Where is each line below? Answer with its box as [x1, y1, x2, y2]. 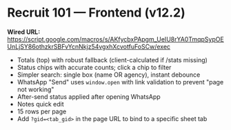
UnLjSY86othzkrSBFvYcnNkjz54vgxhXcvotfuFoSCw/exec [7, 42, 171, 50]
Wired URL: [7, 28, 41, 36]
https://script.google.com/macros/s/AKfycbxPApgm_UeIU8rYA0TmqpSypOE [7, 35, 224, 43]
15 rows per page [17, 107, 67, 115]
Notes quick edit [17, 100, 64, 108]
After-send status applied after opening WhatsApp [17, 92, 161, 101]
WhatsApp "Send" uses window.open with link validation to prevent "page [17, 77, 224, 86]
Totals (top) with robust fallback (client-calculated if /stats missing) [17, 55, 208, 64]
